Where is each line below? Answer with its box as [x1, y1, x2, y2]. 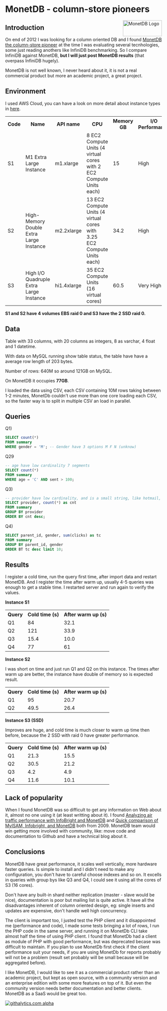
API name [56, 121, 81, 128]
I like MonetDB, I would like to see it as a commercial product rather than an [5, 969, 160, 975]
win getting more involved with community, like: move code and [5, 828, 136, 834]
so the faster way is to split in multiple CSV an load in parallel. [5, 398, 131, 404]
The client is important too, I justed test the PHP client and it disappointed [5, 917, 156, 923]
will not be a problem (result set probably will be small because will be [5, 954, 149, 960]
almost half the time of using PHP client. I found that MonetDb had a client [5, 933, 157, 939]
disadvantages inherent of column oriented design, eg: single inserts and [5, 902, 155, 908]
